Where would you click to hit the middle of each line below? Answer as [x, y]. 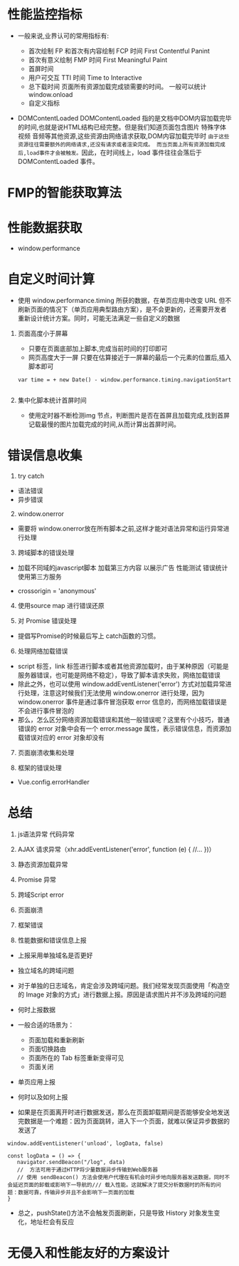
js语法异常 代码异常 [46, 834]
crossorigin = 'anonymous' [57, 591]
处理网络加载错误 [43, 651]
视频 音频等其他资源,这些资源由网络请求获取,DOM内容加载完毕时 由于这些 [123, 135]
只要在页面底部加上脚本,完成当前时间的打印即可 [98, 349]
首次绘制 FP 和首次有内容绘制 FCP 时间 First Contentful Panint [119, 51]
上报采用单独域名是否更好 [55, 955]
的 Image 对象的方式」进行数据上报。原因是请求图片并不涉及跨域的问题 [122, 994]
